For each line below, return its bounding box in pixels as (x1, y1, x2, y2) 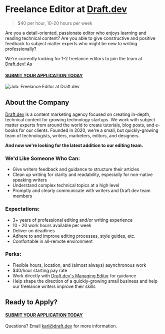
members (12, 193, 32, 199)
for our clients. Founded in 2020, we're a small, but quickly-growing (19, 127, 159, 133)
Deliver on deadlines (12, 227, 55, 234)
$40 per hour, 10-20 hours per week (17, 20, 92, 26)
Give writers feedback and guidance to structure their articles (12, 166, 139, 173)
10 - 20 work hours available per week (12, 222, 91, 228)
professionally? (5, 46, 36, 52)
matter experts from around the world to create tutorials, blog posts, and (5, 122, 154, 128)
